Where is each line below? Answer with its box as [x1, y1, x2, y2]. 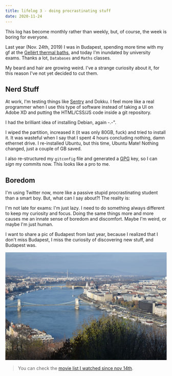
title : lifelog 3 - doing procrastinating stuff [5, 8, 111, 13]
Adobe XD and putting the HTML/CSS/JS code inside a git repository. [5, 109, 152, 115]
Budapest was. [5, 242, 37, 248]
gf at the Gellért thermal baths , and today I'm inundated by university [5, 49, 151, 55]
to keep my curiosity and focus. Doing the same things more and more [5, 210, 154, 216]
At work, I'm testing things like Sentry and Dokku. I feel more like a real [5, 98, 155, 105]
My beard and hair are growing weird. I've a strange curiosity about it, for [5, 65, 160, 71]
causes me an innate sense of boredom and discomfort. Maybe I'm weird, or [5, 216, 167, 222]
